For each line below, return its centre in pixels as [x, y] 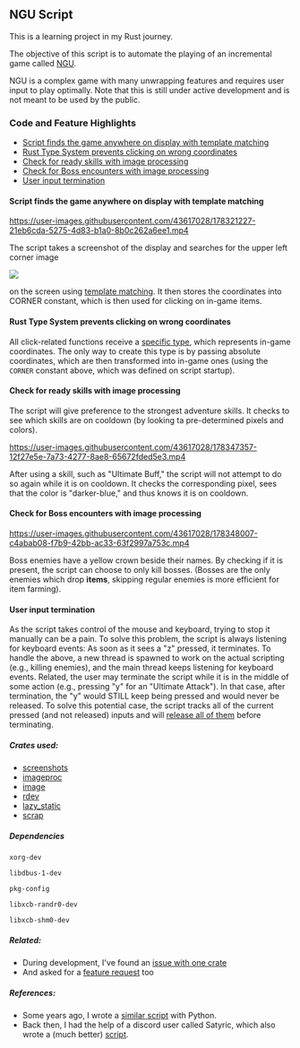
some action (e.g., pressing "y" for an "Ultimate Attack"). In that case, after [147, 687]
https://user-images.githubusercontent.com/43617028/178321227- [133, 221]
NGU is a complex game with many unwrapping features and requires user [147, 81]
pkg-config [30, 889]
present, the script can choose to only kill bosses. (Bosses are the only [140, 569]
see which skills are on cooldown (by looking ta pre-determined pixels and [146, 420]
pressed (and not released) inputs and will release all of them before [135, 715]
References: [33, 992]
